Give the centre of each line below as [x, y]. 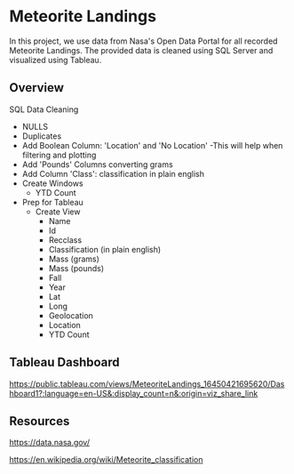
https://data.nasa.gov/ [50, 443]
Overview [37, 88]
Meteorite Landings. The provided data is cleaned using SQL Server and [141, 50]
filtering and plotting [59, 155]
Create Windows [52, 183]
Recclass [65, 240]
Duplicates [42, 136]
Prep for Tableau [53, 202]
